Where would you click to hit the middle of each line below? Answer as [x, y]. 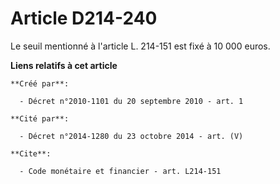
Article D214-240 [84, 18]
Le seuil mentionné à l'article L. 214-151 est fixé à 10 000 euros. [140, 46]
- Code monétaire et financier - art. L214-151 [120, 171]
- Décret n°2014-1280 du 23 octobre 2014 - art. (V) [131, 136]
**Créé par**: [40, 83]
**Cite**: [31, 153]
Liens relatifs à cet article [64, 65]
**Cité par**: [40, 118]
